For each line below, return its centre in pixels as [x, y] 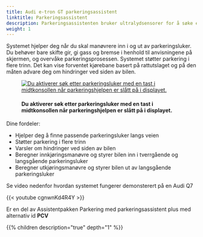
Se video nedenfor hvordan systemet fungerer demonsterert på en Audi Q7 [100, 186]
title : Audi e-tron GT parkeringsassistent [62, 12]
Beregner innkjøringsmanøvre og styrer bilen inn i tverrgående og [96, 155]
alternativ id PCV [27, 216]
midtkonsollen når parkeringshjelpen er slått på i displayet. [97, 110]
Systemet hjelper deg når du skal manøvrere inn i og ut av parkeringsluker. [99, 46]
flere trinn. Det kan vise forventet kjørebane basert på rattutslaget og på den [101, 65]
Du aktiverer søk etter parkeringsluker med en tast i [87, 104]
